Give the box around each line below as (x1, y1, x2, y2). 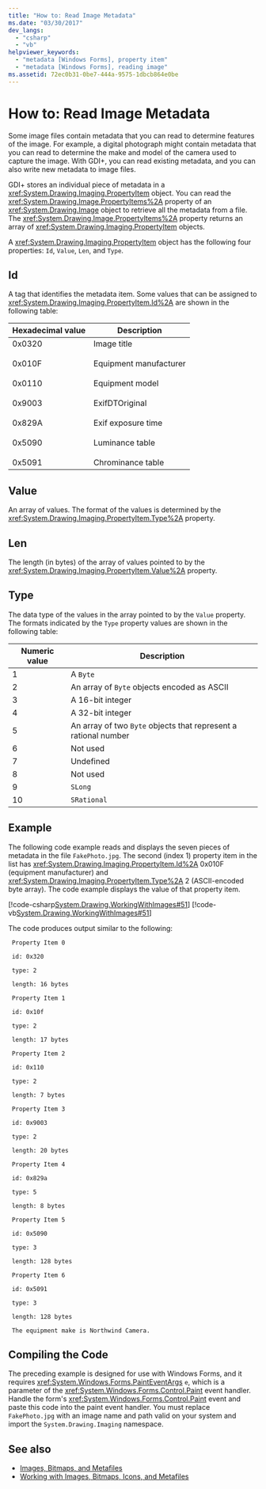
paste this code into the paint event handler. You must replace (8, 1403, 211, 1412)
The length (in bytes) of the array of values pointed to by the (8, 557, 206, 567)
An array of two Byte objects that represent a (70, 720, 237, 731)
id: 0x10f (11, 1008, 44, 1016)
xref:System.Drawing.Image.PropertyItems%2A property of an (8, 196, 212, 206)
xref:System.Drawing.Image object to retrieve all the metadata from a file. (8, 205, 248, 215)
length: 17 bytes (11, 1035, 69, 1043)
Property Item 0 (11, 939, 66, 947)
